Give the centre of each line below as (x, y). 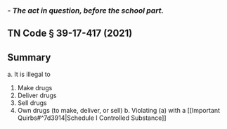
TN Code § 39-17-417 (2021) (70, 33)
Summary (29, 57)
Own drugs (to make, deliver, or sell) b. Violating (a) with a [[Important (118, 111)
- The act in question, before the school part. (85, 11)
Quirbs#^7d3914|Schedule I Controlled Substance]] (92, 118)
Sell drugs (32, 103)
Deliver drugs (37, 96)
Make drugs (35, 88)
